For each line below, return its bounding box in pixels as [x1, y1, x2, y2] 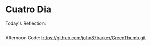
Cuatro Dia [5, 4, 52, 15]
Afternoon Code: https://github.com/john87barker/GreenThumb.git [5, 35, 146, 41]
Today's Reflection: [5, 20, 46, 26]
